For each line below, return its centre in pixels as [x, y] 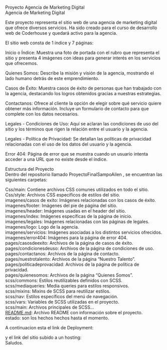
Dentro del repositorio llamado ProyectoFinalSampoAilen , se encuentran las [84, 174]
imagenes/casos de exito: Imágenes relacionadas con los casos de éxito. [81, 200]
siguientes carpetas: [26, 180]
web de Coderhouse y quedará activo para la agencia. [61, 33]
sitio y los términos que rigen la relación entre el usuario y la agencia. [77, 129]
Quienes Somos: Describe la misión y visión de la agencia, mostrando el [79, 73]
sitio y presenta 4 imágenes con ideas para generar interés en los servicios [83, 58]
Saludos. [14, 343]
